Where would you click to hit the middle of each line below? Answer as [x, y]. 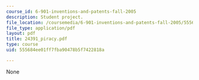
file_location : [25, 22]
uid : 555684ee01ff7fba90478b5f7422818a [55, 50]
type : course [22, 45]
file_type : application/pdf [41, 28]
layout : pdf [21, 34]
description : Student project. [45, 17]
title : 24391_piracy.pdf [37, 39]
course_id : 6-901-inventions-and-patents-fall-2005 [71, 11]
